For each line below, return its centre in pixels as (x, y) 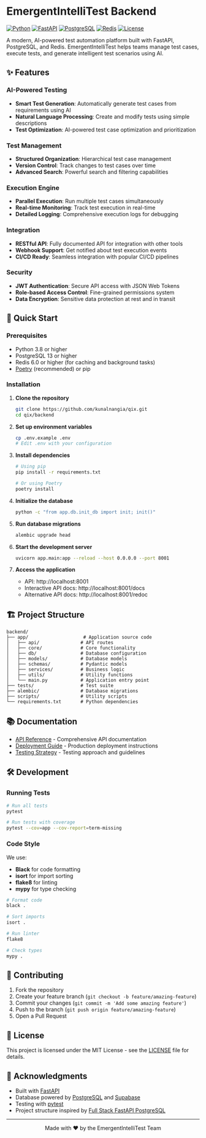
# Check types (25, 950)
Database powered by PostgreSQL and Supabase (78, 1097)
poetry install (35, 489)
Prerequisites (27, 336)
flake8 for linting (36, 882)
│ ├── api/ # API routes (60, 643)
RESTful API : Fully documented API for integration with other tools (99, 243)
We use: (17, 857)
